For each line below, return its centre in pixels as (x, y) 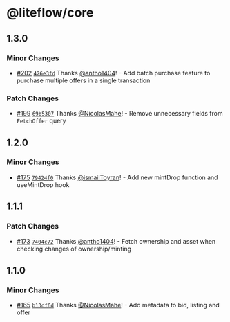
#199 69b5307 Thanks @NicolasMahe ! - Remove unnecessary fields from (120, 114)
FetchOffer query (41, 121)
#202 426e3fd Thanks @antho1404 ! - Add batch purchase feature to (113, 73)
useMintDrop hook (43, 184)
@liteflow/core (50, 13)
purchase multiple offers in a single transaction (83, 80)
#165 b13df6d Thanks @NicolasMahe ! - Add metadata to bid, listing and (118, 305)
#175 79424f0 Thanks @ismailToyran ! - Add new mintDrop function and (117, 177)
